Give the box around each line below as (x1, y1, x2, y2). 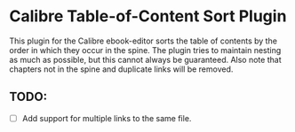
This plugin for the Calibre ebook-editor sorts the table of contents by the (9, 35, 278, 46)
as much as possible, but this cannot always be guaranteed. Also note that (9, 54, 282, 65)
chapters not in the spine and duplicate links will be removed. (9, 64, 234, 74)
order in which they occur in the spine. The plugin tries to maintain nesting (9, 44, 282, 55)
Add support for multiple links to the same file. (21, 113, 192, 123)
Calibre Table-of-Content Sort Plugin (9, 6, 287, 27)
